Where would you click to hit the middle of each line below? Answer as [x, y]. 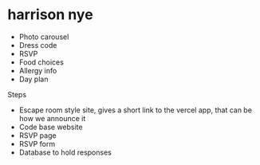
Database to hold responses [65, 152]
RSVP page [37, 135]
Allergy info [38, 70]
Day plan [33, 79]
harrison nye [50, 15]
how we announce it [52, 118]
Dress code [38, 45]
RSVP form [37, 143]
